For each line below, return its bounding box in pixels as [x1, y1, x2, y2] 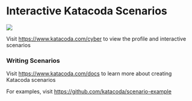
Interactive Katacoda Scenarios [6, 4, 167, 18]
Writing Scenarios [6, 56, 60, 65]
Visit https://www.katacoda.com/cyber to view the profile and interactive [6, 35, 187, 42]
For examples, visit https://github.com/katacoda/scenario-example [6, 88, 172, 95]
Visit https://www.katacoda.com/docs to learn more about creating [6, 70, 172, 77]
